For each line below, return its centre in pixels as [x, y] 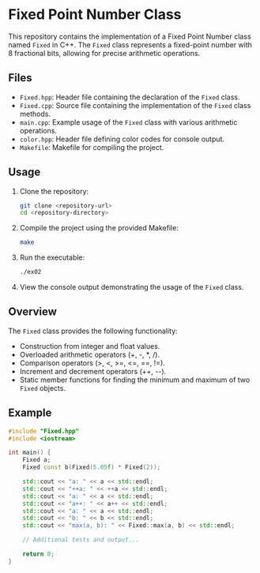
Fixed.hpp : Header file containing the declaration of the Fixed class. [130, 97]
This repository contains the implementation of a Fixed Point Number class [130, 36]
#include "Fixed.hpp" [44, 431]
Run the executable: [52, 257]
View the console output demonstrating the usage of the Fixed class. [132, 287]
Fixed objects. [42, 388]
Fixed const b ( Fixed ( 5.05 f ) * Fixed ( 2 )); [91, 467]
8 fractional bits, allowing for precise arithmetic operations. [104, 53]
